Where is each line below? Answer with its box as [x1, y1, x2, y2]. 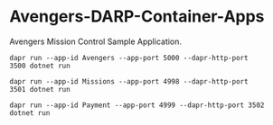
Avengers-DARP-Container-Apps [9, 6, 265, 27]
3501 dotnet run [9, 85, 71, 94]
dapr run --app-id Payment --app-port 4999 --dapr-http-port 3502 [9, 101, 265, 110]
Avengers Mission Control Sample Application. [9, 36, 183, 47]
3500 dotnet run [9, 61, 71, 70]
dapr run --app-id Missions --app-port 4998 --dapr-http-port [9, 76, 249, 86]
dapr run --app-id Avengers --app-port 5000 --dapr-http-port [9, 53, 249, 62]
